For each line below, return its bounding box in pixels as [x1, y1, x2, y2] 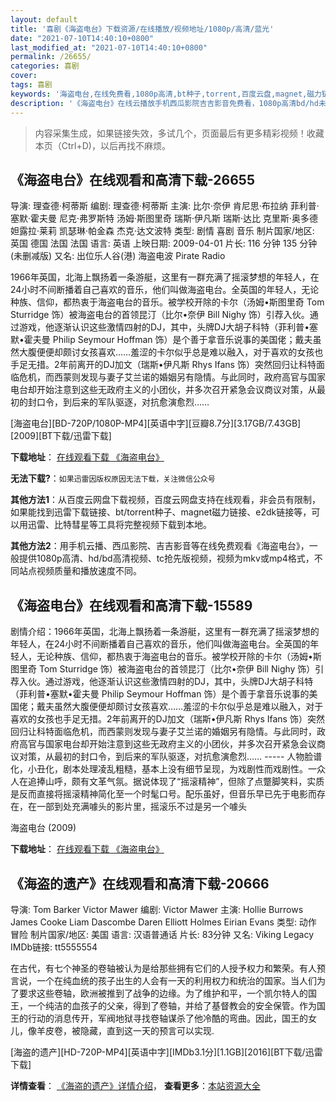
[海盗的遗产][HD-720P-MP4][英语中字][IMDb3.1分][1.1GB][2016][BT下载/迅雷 [10, 1046, 323, 1058]
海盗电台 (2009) [10, 822, 77, 834]
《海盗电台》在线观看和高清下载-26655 [10, 171, 256, 188]
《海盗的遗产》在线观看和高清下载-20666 [10, 875, 270, 892]
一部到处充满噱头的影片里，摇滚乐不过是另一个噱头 [36, 801, 247, 813]
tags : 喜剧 [10, 80, 53, 90]
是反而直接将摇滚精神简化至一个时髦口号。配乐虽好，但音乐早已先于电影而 [10, 788, 317, 800]
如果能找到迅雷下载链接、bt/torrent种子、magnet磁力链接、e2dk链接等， [10, 506, 312, 518]
